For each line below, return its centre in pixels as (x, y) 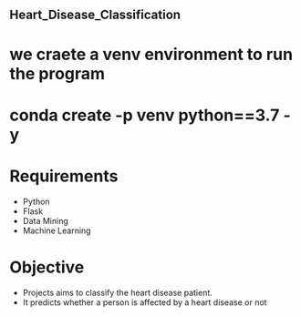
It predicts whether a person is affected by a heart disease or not (145, 302)
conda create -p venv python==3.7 (145, 115)
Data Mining (45, 220)
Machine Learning (57, 230)
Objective (47, 267)
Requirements (64, 176)
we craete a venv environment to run (151, 54)
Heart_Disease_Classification (95, 15)
